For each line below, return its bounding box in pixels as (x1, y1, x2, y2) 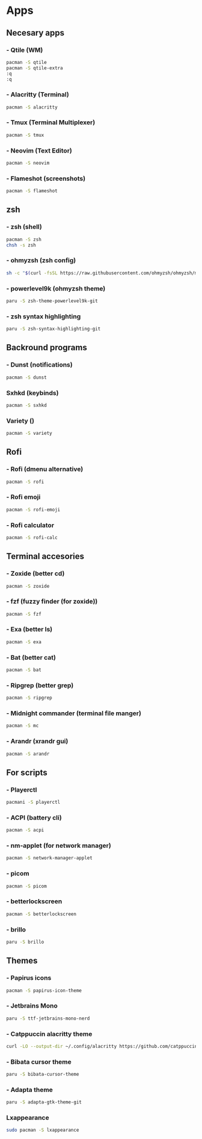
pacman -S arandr (6, 751, 50, 757)
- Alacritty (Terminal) (6, 90, 69, 99)
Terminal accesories (6, 551, 85, 561)
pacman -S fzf (6, 611, 42, 617)
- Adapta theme (6, 1085, 53, 1094)
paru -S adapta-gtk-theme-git (6, 1099, 82, 1105)
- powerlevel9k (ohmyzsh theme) (6, 284, 106, 292)
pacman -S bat (6, 667, 42, 673)
